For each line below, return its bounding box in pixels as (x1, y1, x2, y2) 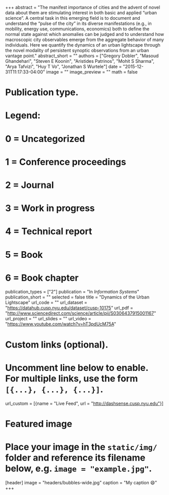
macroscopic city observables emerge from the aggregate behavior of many (5, 36, 164, 43)
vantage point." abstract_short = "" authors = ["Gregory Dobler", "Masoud (5, 53, 159, 59)
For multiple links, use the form (5, 372, 138, 384)
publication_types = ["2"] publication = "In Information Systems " (5, 289, 140, 295)
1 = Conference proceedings (5, 156, 126, 168)
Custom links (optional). (5, 339, 108, 350)
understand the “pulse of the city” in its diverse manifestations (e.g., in (5, 20, 152, 26)
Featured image (5, 418, 72, 430)
